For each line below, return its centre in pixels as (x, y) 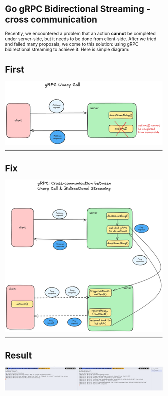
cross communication (51, 20)
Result (19, 356)
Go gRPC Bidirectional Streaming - (78, 9)
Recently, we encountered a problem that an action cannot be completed (80, 33)
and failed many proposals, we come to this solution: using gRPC (72, 44)
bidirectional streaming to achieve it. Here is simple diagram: (67, 49)
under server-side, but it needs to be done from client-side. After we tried (81, 39)
